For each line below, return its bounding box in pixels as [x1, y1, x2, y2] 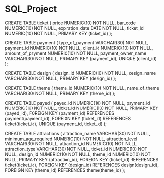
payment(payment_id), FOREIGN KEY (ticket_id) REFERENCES [5, 115, 131, 121]
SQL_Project [5, 3, 57, 15]
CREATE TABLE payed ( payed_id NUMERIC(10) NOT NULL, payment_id [5, 100, 150, 106]
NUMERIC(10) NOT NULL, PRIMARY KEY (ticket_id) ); [5, 30, 113, 36]
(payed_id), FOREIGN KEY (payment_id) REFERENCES [5, 110, 115, 116]
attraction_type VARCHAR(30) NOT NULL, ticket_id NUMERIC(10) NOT [5, 146, 148, 152]
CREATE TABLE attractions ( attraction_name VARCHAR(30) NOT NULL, [5, 130, 150, 136]
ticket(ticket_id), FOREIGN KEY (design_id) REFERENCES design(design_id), [5, 162, 159, 168]
